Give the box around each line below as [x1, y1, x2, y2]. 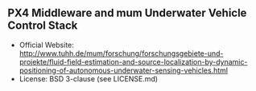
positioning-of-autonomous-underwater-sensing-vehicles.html [19, 65, 229, 75]
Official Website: [19, 40, 74, 49]
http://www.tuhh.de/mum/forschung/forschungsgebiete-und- [19, 48, 224, 58]
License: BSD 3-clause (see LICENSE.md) [19, 73, 159, 83]
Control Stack [7, 19, 78, 33]
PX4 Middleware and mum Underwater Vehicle [7, 6, 247, 20]
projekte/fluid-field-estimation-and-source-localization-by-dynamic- [19, 57, 248, 66]
